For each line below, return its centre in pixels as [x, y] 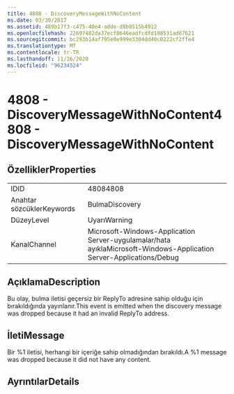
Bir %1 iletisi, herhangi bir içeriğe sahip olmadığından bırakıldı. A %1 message [117, 352]
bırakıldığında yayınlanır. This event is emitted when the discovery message [115, 306]
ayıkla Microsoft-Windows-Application [151, 249]
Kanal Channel [34, 244]
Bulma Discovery [114, 204]
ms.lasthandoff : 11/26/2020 [48, 59]
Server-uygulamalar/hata [129, 239]
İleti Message [36, 335]
